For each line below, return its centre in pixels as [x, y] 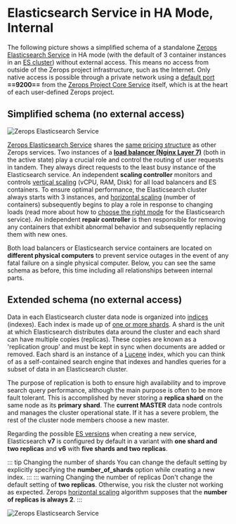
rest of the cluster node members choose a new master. [88, 420]
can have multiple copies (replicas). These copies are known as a [102, 339]
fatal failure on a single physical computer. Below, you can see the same [112, 263]
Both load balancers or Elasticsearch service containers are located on [110, 248]
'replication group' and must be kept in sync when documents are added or [116, 346]
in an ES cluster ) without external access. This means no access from [108, 62]
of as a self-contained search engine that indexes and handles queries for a [117, 361]
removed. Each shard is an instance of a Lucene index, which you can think [116, 354]
